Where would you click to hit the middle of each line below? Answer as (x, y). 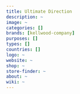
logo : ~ (16, 55)
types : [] (18, 44)
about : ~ (17, 76)
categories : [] (25, 28)
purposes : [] (22, 39)
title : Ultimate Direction (39, 11)
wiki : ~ (16, 82)
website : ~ (19, 60)
